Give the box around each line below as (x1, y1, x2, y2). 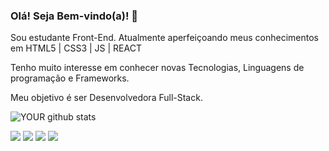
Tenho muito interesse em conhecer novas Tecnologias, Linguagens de (10, 62, 305, 74)
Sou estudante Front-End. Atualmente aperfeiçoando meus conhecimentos (10, 32, 319, 44)
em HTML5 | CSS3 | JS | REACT (10, 42, 142, 54)
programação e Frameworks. (10, 72, 130, 84)
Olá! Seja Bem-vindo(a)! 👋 (10, 9, 139, 23)
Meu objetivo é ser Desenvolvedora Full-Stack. (10, 92, 203, 104)
